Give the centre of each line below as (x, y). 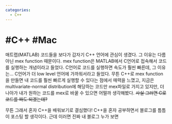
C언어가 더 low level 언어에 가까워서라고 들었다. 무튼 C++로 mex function (89, 74)
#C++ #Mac (31, 40)
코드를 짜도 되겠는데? (26, 100)
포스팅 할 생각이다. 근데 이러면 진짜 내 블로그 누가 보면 (65, 117)
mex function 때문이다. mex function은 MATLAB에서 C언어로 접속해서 (86, 61)
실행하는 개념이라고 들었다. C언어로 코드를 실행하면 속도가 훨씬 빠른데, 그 (83, 67)
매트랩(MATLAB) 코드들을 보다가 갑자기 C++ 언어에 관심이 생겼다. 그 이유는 (81, 55)
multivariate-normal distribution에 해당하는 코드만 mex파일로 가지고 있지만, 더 (85, 87)
